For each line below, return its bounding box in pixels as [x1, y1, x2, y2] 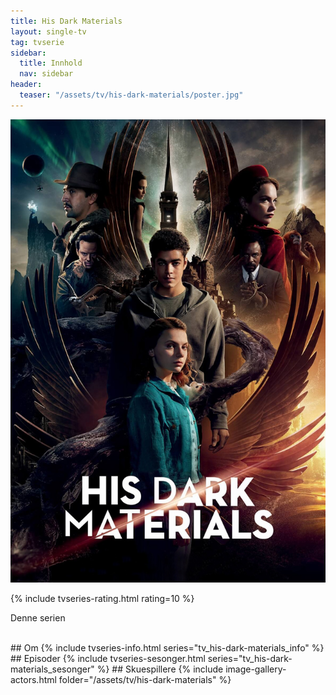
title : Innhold [19, 58, 83, 69]
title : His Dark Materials [10, 16, 123, 26]
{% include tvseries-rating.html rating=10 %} [10, 592, 195, 604]
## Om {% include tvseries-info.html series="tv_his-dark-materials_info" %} [10, 641, 325, 654]
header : [10, 80, 43, 90]
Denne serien [10, 611, 66, 624]
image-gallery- [225, 663, 287, 675]
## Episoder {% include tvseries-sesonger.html [10, 652, 206, 664]
